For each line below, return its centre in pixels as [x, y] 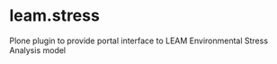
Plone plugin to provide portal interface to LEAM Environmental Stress [138, 41]
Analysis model [38, 50]
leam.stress [55, 16]
